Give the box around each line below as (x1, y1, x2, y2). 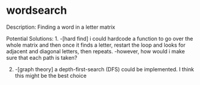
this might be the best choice (14, 72, 87, 79)
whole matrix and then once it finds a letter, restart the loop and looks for (6, 41, 186, 48)
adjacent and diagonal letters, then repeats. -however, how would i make (6, 47, 185, 54)
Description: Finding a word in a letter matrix (6, 23, 115, 31)
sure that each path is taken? (6, 54, 78, 61)
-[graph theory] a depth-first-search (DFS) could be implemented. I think (14, 65, 194, 72)
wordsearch (6, 4, 67, 17)
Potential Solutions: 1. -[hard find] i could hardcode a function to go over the (6, 35, 193, 42)
